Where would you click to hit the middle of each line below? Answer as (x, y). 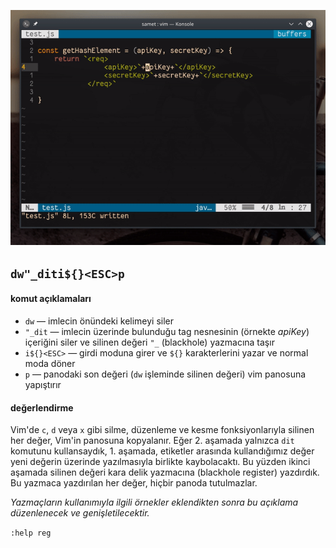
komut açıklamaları (51, 299)
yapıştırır (43, 384)
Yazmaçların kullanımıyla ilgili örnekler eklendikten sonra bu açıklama (154, 502)
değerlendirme (42, 407)
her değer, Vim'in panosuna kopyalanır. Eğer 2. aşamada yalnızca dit (152, 441)
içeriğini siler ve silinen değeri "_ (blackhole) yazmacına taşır (149, 342)
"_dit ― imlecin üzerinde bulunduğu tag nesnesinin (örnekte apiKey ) (167, 331)
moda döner (50, 363)
